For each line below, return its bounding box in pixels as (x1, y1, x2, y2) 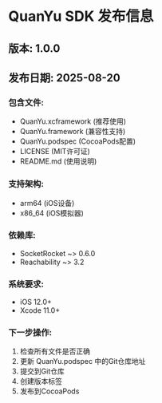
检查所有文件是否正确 (19, 346, 90, 356)
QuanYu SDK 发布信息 (8, 7, 154, 26)
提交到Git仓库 (19, 366, 65, 376)
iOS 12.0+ (19, 297, 52, 307)
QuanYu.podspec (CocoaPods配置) (19, 136, 136, 146)
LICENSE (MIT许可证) (19, 147, 90, 156)
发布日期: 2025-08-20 (8, 71, 121, 85)
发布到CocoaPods (19, 386, 80, 396)
